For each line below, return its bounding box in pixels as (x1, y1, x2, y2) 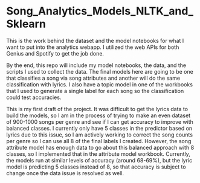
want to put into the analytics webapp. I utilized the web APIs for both (6, 43, 179, 51)
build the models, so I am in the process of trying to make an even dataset (6, 112, 191, 119)
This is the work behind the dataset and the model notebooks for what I (6, 37, 184, 44)
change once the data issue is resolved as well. (6, 169, 124, 176)
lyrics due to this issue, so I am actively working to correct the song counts (6, 131, 193, 138)
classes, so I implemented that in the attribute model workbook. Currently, (6, 150, 190, 158)
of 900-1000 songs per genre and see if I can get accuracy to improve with (6, 118, 193, 125)
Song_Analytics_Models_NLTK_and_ (6, 4, 194, 18)
